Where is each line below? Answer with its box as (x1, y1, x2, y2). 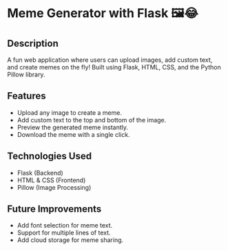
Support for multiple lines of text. (17, 228, 112, 237)
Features (7, 90, 46, 102)
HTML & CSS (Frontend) (17, 176, 86, 184)
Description (7, 37, 59, 49)
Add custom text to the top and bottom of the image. (17, 116, 167, 124)
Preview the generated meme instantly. (17, 123, 129, 131)
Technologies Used (7, 151, 92, 162)
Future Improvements (7, 204, 102, 215)
